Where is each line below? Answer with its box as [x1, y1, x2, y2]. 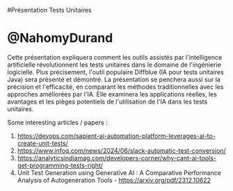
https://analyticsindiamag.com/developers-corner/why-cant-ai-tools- [17, 153, 217, 162]
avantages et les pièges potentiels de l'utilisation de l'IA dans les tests [7, 97, 208, 106]
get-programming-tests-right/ [17, 161, 103, 169]
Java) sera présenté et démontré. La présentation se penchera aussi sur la [7, 75, 220, 83]
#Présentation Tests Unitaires [7, 6, 92, 14]
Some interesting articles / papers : [7, 118, 108, 126]
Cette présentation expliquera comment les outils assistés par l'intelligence [7, 53, 223, 61]
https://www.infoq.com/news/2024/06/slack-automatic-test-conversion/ [17, 146, 226, 155]
